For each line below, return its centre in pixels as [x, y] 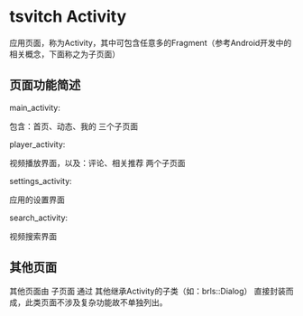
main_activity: [35, 107]
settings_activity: [41, 181]
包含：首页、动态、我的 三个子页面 [73, 126]
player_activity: [37, 144]
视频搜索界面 [33, 236]
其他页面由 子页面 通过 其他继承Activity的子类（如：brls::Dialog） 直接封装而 [151, 291]
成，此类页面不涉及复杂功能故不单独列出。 [88, 302]
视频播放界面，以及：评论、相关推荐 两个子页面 [97, 163]
